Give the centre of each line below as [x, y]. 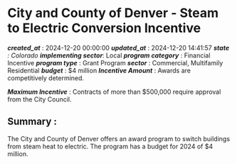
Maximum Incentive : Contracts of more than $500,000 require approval [114, 92]
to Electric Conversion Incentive [104, 28]
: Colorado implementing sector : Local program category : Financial [109, 55]
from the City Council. [40, 99]
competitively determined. [46, 78]
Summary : [32, 122]
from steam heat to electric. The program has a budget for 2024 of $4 [110, 146]
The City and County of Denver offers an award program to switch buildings [118, 138]
